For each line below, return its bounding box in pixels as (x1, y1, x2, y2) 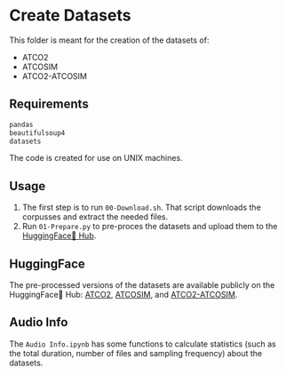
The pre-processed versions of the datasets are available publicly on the (9, 280, 275, 290)
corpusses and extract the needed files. (21, 211, 169, 222)
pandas (9, 120, 34, 129)
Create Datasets (9, 5, 131, 26)
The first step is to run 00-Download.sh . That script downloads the (21, 202, 262, 213)
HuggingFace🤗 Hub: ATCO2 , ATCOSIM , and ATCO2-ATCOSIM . (9, 290, 238, 299)
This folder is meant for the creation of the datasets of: (9, 35, 210, 45)
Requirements (9, 97, 89, 112)
